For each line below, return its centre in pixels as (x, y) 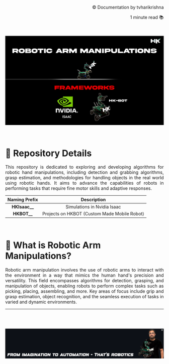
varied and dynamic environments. (41, 302)
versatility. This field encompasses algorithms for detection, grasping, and (84, 280)
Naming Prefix (23, 199)
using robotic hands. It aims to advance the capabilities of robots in (84, 183)
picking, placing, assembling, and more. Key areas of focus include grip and (84, 291)
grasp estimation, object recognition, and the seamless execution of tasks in (84, 296)
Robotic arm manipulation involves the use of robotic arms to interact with (84, 270)
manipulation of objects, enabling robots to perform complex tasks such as (84, 286)
